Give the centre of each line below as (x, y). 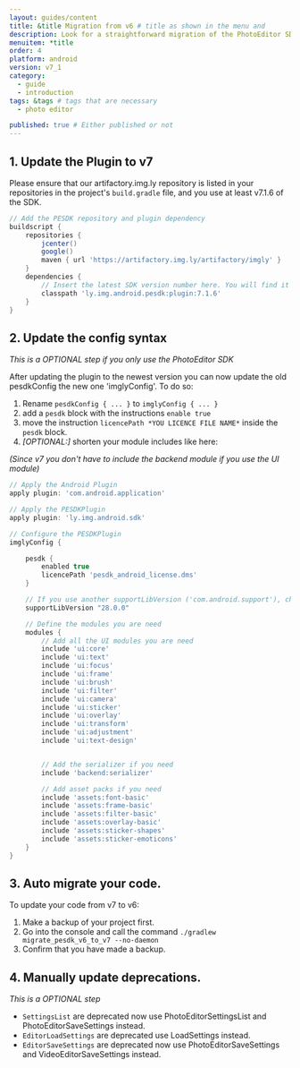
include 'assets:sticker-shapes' (104, 831)
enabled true (66, 567)
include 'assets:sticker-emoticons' (109, 839)
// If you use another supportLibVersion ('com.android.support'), (153, 600)
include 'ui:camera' (79, 699)
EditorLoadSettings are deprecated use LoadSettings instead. (136, 1036)
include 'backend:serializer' (97, 773)
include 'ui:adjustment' (87, 732)
